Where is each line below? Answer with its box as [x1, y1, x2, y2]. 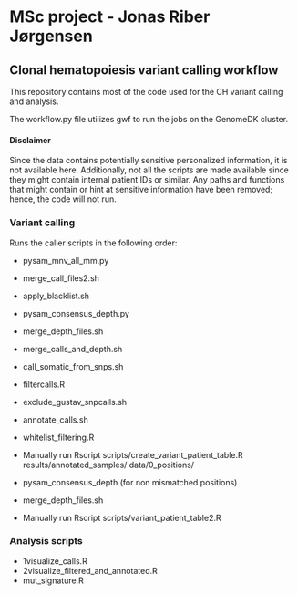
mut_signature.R [22, 575, 84, 586]
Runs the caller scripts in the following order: [9, 237, 178, 248]
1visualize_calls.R [22, 555, 88, 567]
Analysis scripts [9, 535, 84, 548]
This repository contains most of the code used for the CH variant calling [9, 87, 283, 97]
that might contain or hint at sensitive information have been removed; [9, 184, 273, 195]
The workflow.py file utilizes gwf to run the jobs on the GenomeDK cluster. [9, 114, 289, 124]
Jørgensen [9, 26, 93, 47]
